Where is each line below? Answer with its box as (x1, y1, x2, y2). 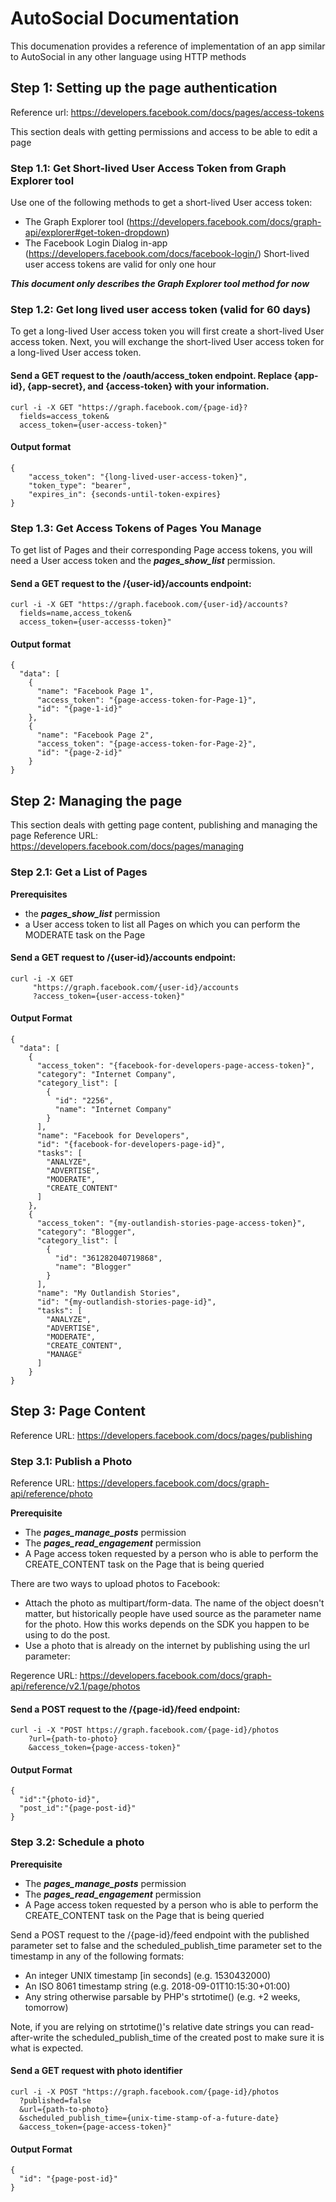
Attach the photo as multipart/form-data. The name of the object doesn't (24, 1597, 325, 1609)
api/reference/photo (10, 1488, 93, 1500)
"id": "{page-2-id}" (36, 748, 123, 758)
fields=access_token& (19, 411, 110, 421)
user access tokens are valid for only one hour (24, 258, 217, 271)
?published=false (19, 2095, 92, 2106)
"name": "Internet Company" (54, 1104, 172, 1114)
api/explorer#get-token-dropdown (24, 227, 167, 239)
